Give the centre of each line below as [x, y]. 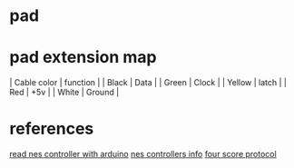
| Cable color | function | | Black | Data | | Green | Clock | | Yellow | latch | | [148, 83]
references [52, 129]
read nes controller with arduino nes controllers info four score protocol [143, 154]
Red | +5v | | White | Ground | [64, 93]
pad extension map [83, 58]
